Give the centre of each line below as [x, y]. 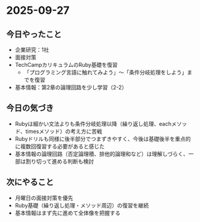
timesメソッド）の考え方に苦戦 [64, 131]
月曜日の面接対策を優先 [44, 198]
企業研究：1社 [32, 50]
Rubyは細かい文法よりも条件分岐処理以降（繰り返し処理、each [93, 123]
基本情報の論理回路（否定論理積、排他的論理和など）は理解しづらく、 [102, 153]
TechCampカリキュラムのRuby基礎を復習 [66, 65]
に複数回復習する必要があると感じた [60, 146]
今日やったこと [34, 34]
